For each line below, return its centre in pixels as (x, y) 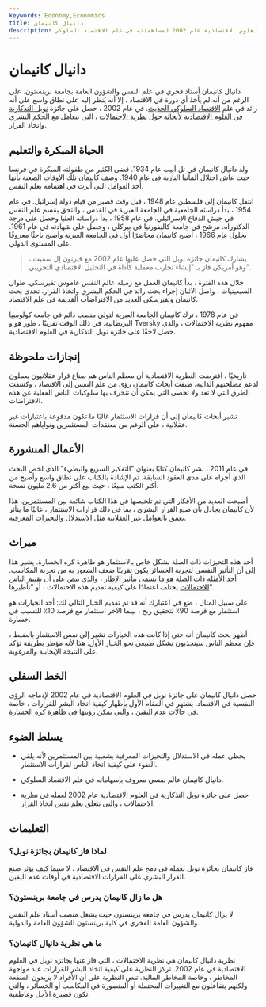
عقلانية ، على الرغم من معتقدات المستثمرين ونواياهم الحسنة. (99, 424)
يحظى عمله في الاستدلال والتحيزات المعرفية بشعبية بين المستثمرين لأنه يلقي (133, 756)
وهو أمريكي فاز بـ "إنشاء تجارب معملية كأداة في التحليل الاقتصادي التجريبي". (140, 267)
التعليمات (29, 828)
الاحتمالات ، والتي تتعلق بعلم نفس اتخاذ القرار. (87, 803)
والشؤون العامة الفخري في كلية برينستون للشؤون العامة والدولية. (104, 923)
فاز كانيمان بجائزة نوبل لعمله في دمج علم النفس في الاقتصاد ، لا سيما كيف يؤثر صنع (131, 868)
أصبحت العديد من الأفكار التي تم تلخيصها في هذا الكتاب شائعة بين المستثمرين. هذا (129, 501)
